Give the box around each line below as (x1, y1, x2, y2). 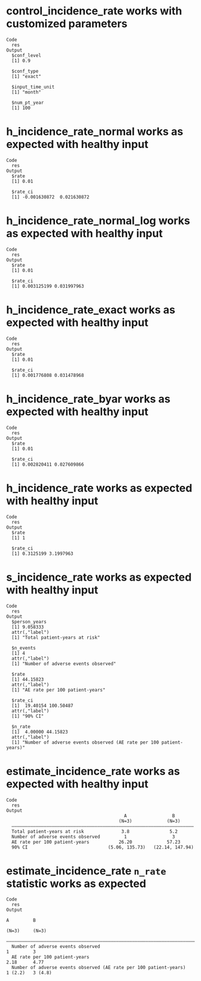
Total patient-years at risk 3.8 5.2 (11, 828, 178, 834)
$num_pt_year (11, 99, 44, 105)
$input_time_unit (11, 84, 55, 90)
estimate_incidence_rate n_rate (6, 864, 166, 877)
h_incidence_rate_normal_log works (6, 214, 190, 228)
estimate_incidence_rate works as (6, 764, 181, 778)
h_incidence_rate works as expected (6, 481, 193, 495)
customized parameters (6, 17, 127, 31)
